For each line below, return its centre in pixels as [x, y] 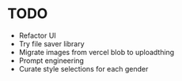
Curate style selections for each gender [83, 68]
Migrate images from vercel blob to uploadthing [97, 52]
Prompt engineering [51, 61]
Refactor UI [37, 35]
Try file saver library [51, 43]
